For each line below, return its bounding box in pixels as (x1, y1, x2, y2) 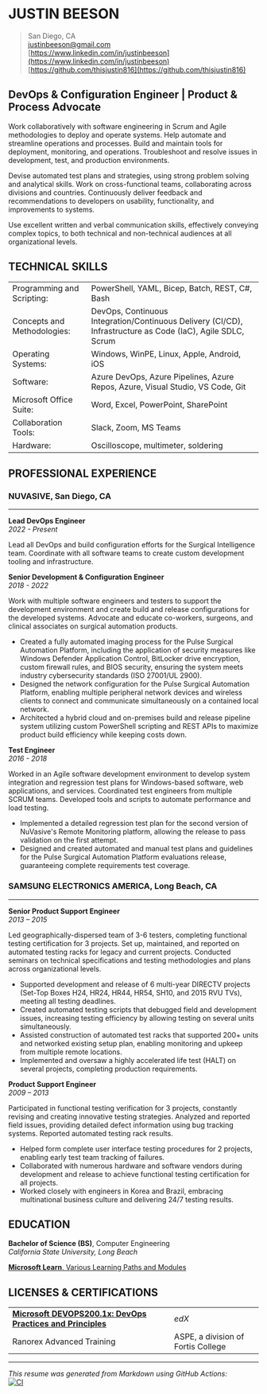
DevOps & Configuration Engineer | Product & (8, 88, 238, 102)
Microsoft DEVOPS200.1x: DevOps (12, 1308, 147, 1319)
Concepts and (12, 315, 65, 326)
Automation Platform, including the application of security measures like (19, 645, 256, 655)
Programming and (12, 282, 79, 294)
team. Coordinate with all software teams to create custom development (8, 548, 245, 558)
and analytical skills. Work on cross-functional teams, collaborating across (8, 179, 252, 189)
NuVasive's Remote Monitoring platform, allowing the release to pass (19, 827, 246, 836)
